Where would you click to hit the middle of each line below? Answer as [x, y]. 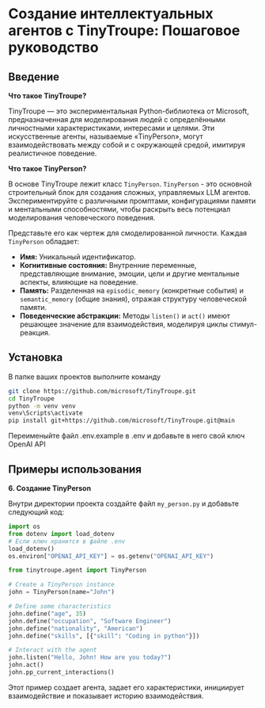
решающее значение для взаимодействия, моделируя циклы [123, 324]
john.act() [26, 665]
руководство [53, 48]
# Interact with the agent [53, 650]
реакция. [35, 333]
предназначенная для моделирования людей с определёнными [117, 119]
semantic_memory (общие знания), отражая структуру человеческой [133, 299]
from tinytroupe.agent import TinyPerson [78, 570]
